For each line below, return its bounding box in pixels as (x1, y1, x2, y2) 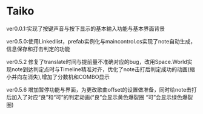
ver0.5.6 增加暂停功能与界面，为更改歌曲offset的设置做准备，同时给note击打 (6, 86, 197, 93)
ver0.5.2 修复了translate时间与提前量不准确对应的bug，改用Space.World (6, 58, 188, 65)
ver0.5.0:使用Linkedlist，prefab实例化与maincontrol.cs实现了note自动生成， (6, 37, 196, 45)
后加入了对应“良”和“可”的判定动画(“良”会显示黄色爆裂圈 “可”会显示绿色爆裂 (6, 93, 193, 101)
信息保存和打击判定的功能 (6, 45, 70, 52)
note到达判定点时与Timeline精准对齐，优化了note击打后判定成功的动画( (11, 65, 190, 73)
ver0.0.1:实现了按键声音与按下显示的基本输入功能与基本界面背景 (6, 25, 165, 32)
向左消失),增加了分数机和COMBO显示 (16, 73, 110, 80)
